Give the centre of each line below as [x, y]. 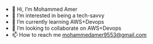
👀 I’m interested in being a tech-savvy [58, 15]
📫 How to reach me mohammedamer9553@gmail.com [79, 35]
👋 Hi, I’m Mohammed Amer [44, 9]
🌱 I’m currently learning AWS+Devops [58, 22]
